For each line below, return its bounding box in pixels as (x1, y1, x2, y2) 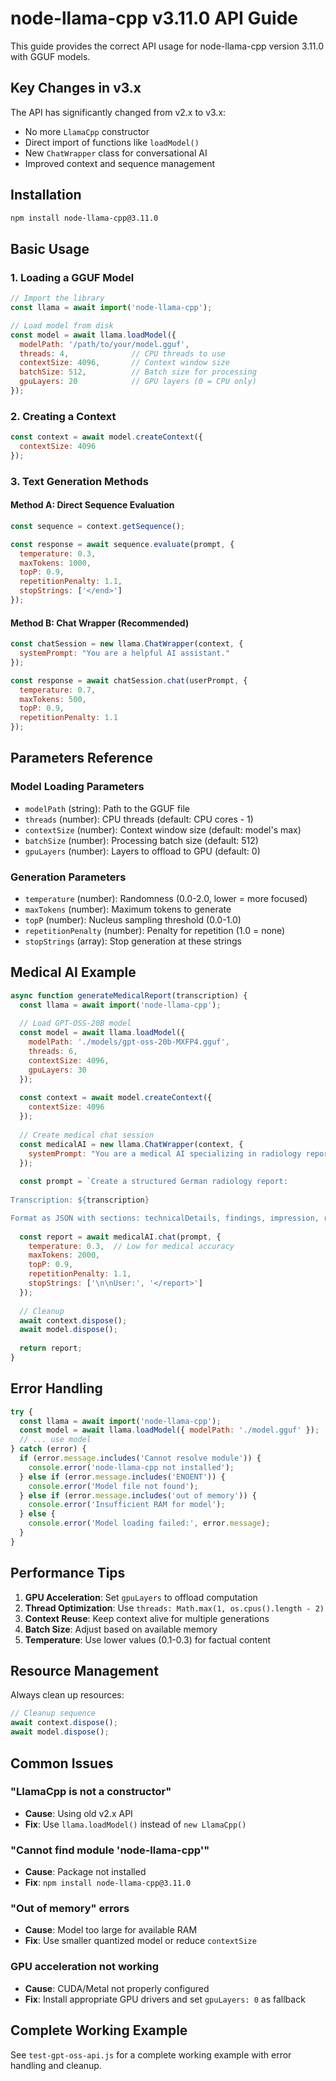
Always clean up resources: (10, 1689, 125, 1701)
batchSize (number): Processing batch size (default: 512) (24, 834, 259, 846)
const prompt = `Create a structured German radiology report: (19, 1177, 288, 1187)
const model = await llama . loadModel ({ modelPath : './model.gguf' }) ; (19, 1425, 320, 1436)
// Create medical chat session (19, 1130, 155, 1140)
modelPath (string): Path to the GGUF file (24, 802, 190, 814)
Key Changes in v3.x (10, 80, 142, 97)
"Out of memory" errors (10, 1902, 130, 1916)
